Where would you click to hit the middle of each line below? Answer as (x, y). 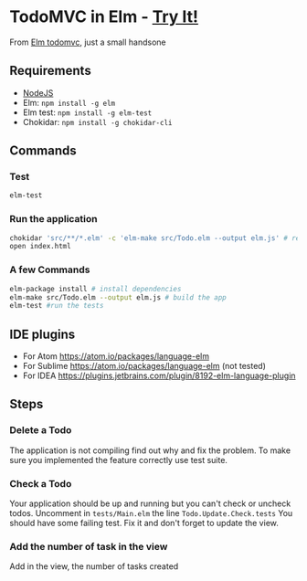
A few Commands (50, 269)
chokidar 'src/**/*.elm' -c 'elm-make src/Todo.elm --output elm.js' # (148, 238)
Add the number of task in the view (89, 547)
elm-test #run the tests (57, 306)
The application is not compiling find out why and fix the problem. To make (150, 450)
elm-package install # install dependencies (95, 289)
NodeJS (38, 92)
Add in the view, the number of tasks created (94, 566)
